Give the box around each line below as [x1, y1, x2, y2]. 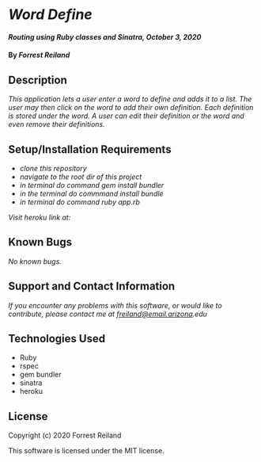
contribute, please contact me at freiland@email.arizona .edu [8, 309, 208, 319]
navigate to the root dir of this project [19, 172, 142, 181]
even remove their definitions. [8, 120, 105, 129]
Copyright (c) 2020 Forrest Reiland [8, 430, 122, 441]
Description [8, 73, 67, 86]
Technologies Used [8, 332, 105, 346]
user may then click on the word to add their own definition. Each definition [8, 103, 254, 113]
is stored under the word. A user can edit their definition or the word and [8, 111, 245, 120]
